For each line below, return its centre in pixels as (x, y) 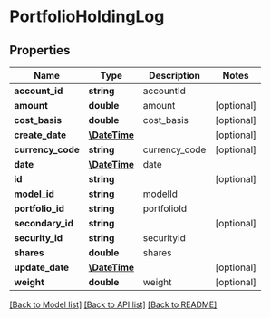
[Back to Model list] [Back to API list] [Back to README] (113, 304)
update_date (42, 267)
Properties (40, 50)
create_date (40, 135)
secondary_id (44, 223)
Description (175, 76)
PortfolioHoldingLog (87, 17)
